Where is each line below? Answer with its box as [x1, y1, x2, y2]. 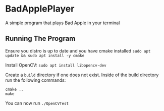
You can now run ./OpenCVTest [5, 100, 69, 106]
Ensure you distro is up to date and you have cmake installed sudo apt [5, 47, 151, 53]
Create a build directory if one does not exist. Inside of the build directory [5, 72, 159, 78]
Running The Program [5, 34, 76, 43]
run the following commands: [5, 77, 66, 83]
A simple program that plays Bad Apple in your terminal [5, 20, 120, 26]
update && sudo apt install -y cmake [5, 53, 85, 58]
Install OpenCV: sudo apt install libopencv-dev [5, 62, 107, 68]
